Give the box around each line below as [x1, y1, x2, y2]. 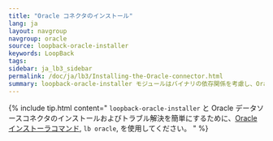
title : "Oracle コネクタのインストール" [8, 11, 133, 20]
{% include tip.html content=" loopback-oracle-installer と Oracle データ [8, 103, 258, 113]
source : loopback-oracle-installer [8, 42, 129, 50]
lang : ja [8, 19, 38, 28]
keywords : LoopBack [8, 49, 75, 58]
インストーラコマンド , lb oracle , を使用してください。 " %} [8, 123, 209, 133]
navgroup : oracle [8, 34, 67, 43]
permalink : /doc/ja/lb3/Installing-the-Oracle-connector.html [8, 72, 223, 80]
